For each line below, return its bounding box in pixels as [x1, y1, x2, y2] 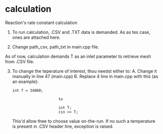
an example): [12, 79, 39, 84]
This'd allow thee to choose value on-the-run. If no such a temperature [12, 118, 156, 124]
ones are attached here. [12, 34, 61, 40]
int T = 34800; [12, 88, 44, 93]
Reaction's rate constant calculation [5, 20, 77, 26]
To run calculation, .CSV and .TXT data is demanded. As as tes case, [12, 29, 151, 35]
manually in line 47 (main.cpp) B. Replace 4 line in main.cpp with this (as [12, 73, 158, 79]
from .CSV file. [5, 58, 35, 64]
